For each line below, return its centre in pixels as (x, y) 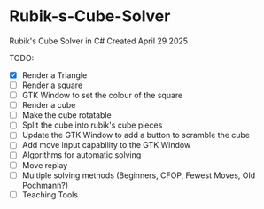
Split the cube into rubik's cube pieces (92, 125)
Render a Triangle (54, 75)
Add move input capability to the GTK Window (106, 145)
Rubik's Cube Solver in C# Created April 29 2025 (99, 41)
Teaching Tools (50, 194)
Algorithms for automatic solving (82, 155)
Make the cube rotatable (67, 115)
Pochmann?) (45, 185)
